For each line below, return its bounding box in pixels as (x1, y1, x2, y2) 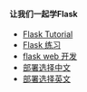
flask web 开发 (22, 51, 78, 62)
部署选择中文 (22, 62, 71, 73)
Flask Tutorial (22, 29, 73, 40)
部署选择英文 (22, 73, 71, 85)
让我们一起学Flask (9, 8, 79, 19)
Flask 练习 (22, 40, 62, 51)
